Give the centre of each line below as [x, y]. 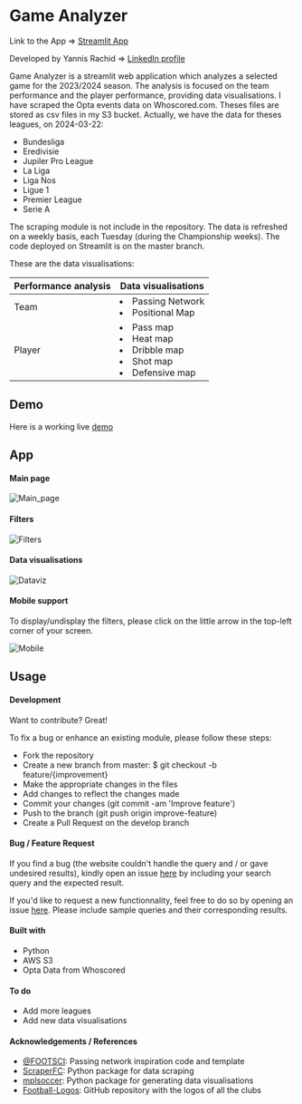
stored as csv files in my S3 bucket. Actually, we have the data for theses [146, 114]
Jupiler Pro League [58, 160]
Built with [28, 931]
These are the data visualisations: [72, 263]
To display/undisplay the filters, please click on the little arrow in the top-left [151, 621]
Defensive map [164, 373]
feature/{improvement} [65, 774]
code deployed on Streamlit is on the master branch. [107, 246]
